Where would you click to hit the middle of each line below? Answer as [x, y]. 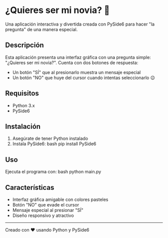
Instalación [23, 127]
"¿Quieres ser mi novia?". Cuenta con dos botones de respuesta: [72, 63]
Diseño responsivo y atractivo [43, 215]
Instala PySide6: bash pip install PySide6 [54, 144]
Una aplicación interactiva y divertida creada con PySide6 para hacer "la [80, 24]
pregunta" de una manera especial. [41, 29]
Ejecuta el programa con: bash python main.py [53, 172]
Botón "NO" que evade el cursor [45, 205]
